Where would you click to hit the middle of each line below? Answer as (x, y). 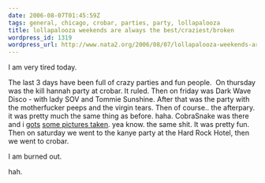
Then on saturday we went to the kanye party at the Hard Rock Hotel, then (129, 133)
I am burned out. (35, 157)
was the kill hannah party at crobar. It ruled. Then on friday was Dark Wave (130, 91)
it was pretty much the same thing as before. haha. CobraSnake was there (129, 116)
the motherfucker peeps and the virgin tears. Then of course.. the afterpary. (132, 108)
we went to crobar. (39, 141)
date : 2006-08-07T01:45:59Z (54, 15)
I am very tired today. (43, 67)
